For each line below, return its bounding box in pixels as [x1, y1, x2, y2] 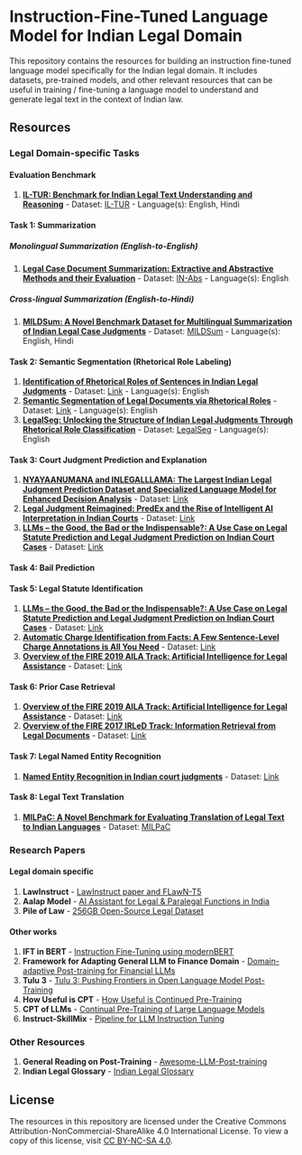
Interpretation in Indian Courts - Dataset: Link [22, 513, 196, 524]
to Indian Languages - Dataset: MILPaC [22, 821, 171, 832]
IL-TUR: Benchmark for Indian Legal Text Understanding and [22, 190, 253, 200]
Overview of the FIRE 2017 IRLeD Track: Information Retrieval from [22, 721, 277, 731]
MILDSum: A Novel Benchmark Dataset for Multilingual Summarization [22, 316, 293, 327]
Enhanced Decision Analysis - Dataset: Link [22, 494, 189, 505]
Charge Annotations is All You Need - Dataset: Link [22, 641, 216, 652]
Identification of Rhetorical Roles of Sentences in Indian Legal [22, 377, 259, 387]
